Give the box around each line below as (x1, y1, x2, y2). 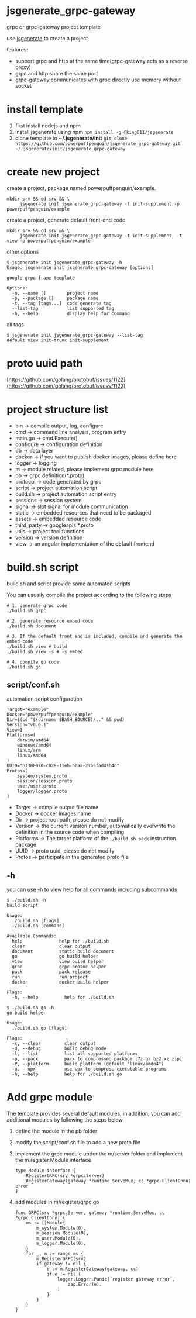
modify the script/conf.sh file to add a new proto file (15, 1139, 141, 1146)
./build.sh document (6, 623, 57, 629)
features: (6, 46, 29, 53)
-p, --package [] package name (12, 295, 99, 301)
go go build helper (12, 954, 99, 960)
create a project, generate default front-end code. (6, 216, 128, 223)
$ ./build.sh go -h (6, 1005, 54, 1011)
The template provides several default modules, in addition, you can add (6, 1110, 181, 1117)
